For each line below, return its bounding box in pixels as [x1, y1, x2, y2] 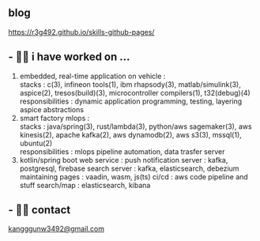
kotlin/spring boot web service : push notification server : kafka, [19, 155, 228, 164]
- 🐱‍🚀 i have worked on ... [8, 51, 130, 64]
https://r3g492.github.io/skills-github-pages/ [8, 27, 155, 36]
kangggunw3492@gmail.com [8, 224, 105, 234]
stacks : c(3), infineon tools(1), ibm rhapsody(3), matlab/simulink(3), [19, 79, 241, 89]
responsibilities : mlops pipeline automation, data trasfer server [19, 146, 225, 156]
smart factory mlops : [19, 113, 90, 122]
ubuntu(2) [19, 138, 53, 148]
